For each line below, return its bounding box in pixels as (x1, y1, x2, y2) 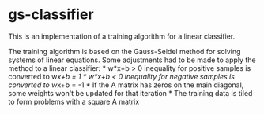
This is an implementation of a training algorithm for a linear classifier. (8, 31, 236, 41)
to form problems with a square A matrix (8, 97, 140, 106)
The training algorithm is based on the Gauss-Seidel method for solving (8, 46, 241, 56)
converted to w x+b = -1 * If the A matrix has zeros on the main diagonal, (8, 80, 244, 90)
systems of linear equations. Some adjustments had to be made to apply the (8, 55, 256, 64)
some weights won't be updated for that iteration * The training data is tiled (8, 88, 253, 97)
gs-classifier (8, 6, 94, 24)
